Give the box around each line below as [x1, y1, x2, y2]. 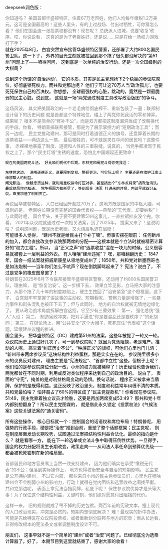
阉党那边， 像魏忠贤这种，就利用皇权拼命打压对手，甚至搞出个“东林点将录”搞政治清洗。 [5, 181, 161, 186]
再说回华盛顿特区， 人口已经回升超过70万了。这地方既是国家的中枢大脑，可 [5, 201, 161, 207]
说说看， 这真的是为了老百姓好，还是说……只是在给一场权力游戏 [26, 34, 159, 40]
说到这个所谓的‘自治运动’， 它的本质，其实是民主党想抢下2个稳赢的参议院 [5, 76, 156, 82]
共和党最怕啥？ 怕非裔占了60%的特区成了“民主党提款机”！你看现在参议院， [5, 389, 160, 395]
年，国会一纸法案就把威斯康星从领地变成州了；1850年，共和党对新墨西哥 [5, 257, 155, 263]
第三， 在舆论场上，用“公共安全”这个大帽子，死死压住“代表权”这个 [14, 320, 151, 326]
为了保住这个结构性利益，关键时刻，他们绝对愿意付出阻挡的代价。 [13, 492, 150, 498]
